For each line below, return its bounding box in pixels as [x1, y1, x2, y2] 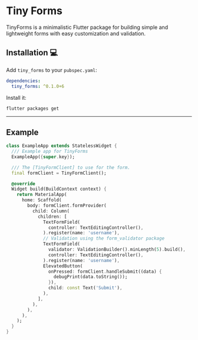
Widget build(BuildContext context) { [11, 186, 107, 192]
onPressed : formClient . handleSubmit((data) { [48, 269, 162, 274]
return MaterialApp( [16, 192, 67, 198]
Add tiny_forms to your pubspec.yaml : [6, 66, 97, 73]
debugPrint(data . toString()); [53, 274, 128, 280]
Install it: [6, 94, 27, 101]
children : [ [37, 214, 67, 220]
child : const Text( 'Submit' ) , [48, 285, 123, 291]
